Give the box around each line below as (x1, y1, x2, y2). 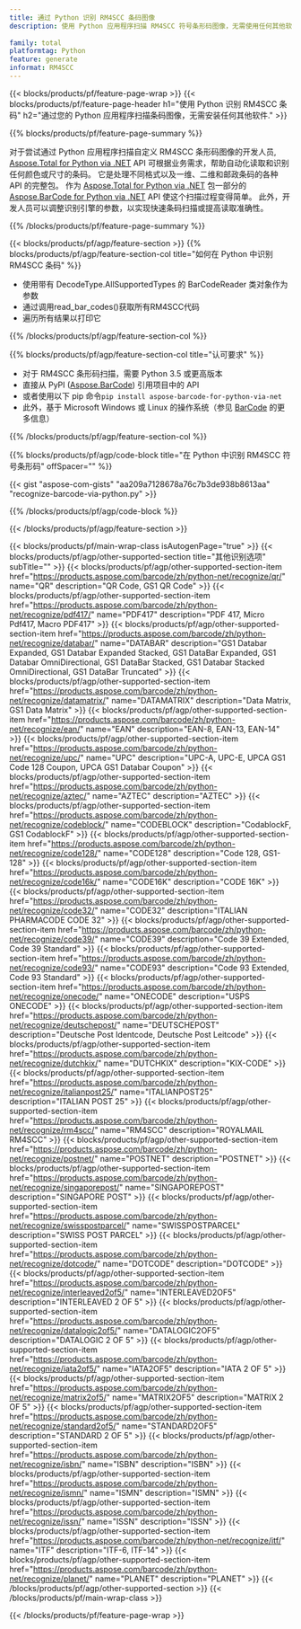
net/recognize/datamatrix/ (9, 695, 106, 705)
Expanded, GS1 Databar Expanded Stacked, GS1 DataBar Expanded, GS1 (9, 647, 277, 658)
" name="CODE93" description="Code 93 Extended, (94, 962, 289, 973)
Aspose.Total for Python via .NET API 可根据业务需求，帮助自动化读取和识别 (9, 157, 289, 168)
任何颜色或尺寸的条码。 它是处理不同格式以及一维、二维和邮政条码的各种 (9, 168, 279, 180)
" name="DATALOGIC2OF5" (116, 1324, 221, 1335)
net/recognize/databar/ (9, 637, 95, 648)
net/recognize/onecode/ (9, 990, 99, 1002)
